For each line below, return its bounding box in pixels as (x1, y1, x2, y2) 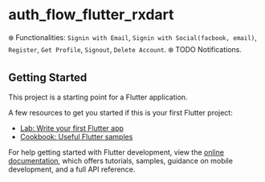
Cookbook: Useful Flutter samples (19, 131, 133, 141)
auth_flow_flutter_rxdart (8, 6, 174, 24)
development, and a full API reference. (8, 164, 136, 174)
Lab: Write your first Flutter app (19, 123, 124, 133)
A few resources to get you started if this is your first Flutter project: (8, 107, 233, 117)
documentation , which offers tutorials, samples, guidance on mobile (8, 156, 233, 165)
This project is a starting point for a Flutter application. (8, 92, 188, 102)
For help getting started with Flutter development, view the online (8, 147, 225, 157)
